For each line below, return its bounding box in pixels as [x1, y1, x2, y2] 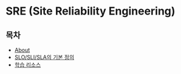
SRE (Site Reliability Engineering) [5, 4, 176, 18]
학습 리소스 [14, 61, 41, 68]
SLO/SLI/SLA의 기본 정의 [14, 53, 75, 61]
